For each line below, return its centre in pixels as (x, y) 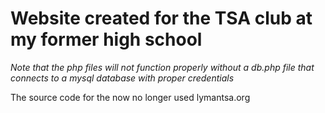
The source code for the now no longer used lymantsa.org (130, 97)
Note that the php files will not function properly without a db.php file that (162, 67)
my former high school (106, 39)
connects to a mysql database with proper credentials (122, 78)
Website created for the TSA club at (161, 18)
